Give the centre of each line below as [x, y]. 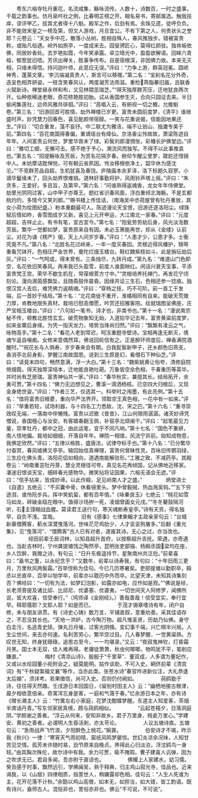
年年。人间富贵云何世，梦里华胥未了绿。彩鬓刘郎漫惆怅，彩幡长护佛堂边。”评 [99, 141]
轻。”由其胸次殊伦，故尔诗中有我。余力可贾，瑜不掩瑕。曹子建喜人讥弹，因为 [99, 752]
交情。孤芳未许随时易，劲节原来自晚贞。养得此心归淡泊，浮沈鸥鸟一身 [101, 745]
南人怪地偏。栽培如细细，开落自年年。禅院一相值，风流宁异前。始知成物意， [99, 436]
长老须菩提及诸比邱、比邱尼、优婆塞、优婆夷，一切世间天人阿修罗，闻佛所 [96, 590]
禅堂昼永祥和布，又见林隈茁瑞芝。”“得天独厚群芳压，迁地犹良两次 [110, 90]
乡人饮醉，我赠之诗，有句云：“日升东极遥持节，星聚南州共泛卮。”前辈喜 [92, 553]
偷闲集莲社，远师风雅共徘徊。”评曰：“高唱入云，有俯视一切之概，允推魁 [92, 104]
